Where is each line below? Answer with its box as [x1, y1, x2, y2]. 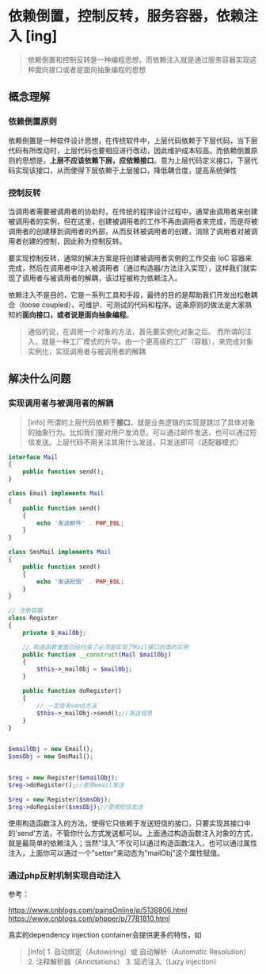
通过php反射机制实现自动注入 [8, 870, 121, 881]
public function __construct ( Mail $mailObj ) [22, 650, 172, 659]
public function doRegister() [22, 687, 123, 695]
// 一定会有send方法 [36, 702, 97, 710]
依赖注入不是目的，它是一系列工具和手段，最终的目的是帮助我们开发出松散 [8, 290, 251, 299]
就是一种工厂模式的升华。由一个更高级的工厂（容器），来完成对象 [41, 337, 253, 346]
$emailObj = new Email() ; [8, 745, 93, 753]
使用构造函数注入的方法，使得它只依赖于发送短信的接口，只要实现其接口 [8, 818, 244, 828]
